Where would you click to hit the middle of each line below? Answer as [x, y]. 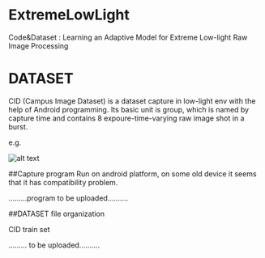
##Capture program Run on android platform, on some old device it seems [132, 173]
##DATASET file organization [57, 214]
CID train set [29, 229]
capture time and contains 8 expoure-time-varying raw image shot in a [126, 118]
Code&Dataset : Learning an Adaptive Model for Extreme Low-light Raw [128, 37]
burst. [18, 126]
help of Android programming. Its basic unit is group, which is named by [129, 109]
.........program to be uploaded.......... [68, 198]
